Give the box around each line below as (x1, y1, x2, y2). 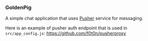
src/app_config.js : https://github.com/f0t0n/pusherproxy (5, 30, 126, 36)
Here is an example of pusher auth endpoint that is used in (5, 25, 128, 31)
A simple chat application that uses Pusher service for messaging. (5, 15, 143, 21)
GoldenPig (5, 4, 32, 11)
